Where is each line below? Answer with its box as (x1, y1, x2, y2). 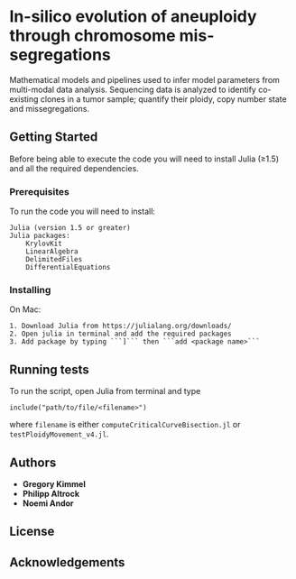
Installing (9, 283, 51, 296)
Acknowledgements (9, 555, 125, 570)
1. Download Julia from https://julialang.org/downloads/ (9, 322, 232, 331)
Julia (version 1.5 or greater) (9, 224, 131, 233)
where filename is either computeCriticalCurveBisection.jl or (9, 419, 241, 430)
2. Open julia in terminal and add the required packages (9, 329, 232, 339)
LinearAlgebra (25, 247, 79, 256)
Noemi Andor (22, 498, 74, 509)
